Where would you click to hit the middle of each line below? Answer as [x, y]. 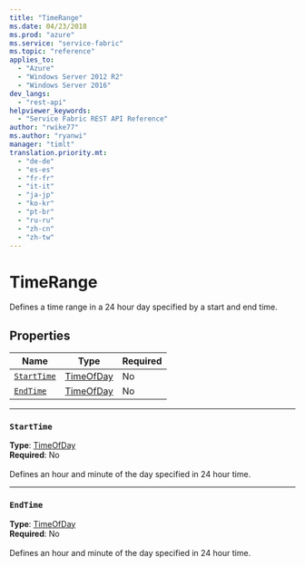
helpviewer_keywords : [50, 111]
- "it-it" [36, 187]
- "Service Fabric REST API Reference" [93, 119]
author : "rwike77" [44, 128]
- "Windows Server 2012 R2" [71, 77]
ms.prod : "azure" [42, 34]
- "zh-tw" [36, 237]
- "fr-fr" [36, 178]
